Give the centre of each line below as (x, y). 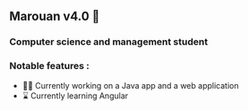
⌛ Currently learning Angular (75, 96)
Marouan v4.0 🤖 (55, 17)
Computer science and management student (109, 42)
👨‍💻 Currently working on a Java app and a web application (130, 85)
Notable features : (49, 66)
